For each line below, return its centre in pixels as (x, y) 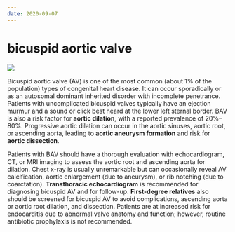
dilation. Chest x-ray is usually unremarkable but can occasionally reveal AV (117, 169)
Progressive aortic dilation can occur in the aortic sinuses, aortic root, (125, 125)
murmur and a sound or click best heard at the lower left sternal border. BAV (117, 111)
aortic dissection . (33, 140)
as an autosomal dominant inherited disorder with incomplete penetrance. (114, 96)
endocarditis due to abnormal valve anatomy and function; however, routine (116, 214)
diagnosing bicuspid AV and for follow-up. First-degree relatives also (108, 191)
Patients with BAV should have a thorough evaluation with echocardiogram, (116, 154)
